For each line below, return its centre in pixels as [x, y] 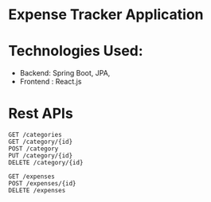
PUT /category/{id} [41, 156]
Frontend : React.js [51, 82]
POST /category [33, 149]
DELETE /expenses [37, 191]
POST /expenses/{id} [43, 184]
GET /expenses [32, 177]
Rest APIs [41, 114]
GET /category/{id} [41, 142]
